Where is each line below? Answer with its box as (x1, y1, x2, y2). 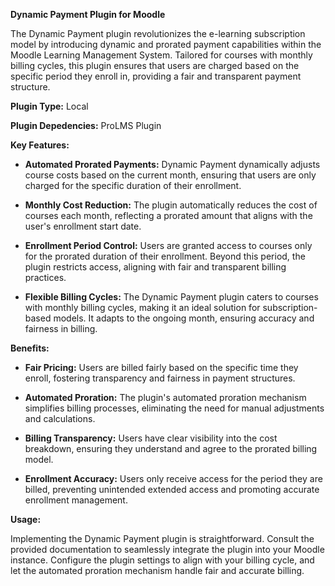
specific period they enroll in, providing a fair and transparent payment (10, 70, 302, 82)
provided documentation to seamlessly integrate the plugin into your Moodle (10, 544, 325, 555)
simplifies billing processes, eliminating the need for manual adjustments (24, 402, 325, 414)
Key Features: (10, 139, 70, 151)
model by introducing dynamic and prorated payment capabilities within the (10, 39, 322, 50)
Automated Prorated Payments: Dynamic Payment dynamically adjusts (24, 159, 321, 170)
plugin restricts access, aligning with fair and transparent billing (24, 261, 287, 273)
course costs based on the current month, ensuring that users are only (24, 169, 317, 181)
